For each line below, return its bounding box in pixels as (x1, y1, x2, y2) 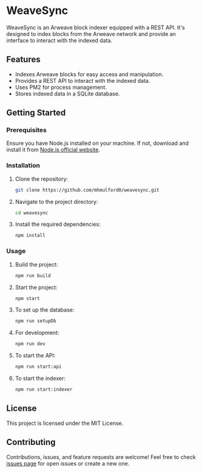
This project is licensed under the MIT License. (6, 419, 124, 427)
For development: (15, 329, 59, 337)
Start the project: (15, 284, 58, 291)
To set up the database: (15, 306, 75, 314)
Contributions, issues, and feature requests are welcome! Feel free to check (6, 453, 196, 460)
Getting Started (6, 108, 66, 118)
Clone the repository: (15, 175, 69, 183)
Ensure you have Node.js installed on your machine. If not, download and (6, 139, 189, 147)
